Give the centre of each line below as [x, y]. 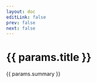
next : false [21, 28]
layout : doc [21, 12]
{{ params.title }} [49, 58]
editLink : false [26, 17]
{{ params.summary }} [33, 74]
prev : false [21, 23]
